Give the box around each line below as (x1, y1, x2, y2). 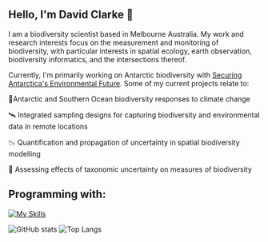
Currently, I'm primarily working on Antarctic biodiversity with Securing (8, 69, 242, 80)
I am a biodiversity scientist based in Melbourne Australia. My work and (8, 29, 244, 38)
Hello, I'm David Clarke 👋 (8, 8, 134, 22)
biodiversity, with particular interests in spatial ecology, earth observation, (8, 46, 252, 56)
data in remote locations (8, 121, 88, 131)
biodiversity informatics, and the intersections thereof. (8, 54, 187, 64)
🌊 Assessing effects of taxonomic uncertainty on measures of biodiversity (8, 165, 252, 174)
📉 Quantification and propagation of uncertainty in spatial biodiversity (8, 137, 240, 147)
